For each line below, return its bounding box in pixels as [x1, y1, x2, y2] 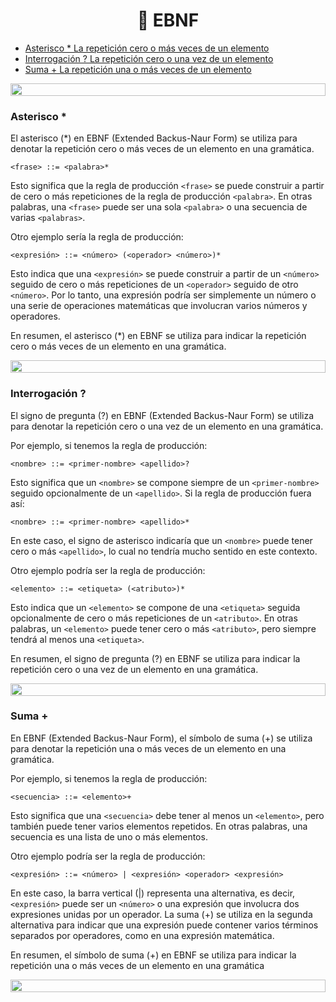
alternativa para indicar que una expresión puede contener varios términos [10, 919, 319, 931]
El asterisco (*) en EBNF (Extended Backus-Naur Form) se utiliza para [10, 132, 298, 144]
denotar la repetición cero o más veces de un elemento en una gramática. [10, 143, 315, 155]
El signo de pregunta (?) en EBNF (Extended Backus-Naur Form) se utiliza [10, 409, 315, 421]
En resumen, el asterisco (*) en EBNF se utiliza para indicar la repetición [10, 330, 307, 342]
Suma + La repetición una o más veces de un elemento [24, 63, 252, 75]
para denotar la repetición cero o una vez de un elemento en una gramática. [10, 420, 324, 432]
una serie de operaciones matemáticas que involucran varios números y [10, 300, 308, 312]
